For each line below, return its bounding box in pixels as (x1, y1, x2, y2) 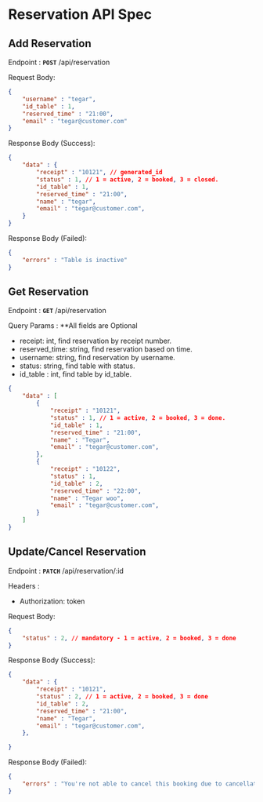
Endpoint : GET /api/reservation (8, 306, 107, 315)
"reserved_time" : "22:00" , (49, 487, 142, 495)
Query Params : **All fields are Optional (8, 321, 139, 330)
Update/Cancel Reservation (8, 545, 146, 559)
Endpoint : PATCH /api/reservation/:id (8, 566, 124, 575)
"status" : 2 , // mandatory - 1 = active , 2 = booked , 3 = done (22, 634, 236, 642)
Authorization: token (19, 596, 85, 606)
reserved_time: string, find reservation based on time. (19, 344, 193, 354)
